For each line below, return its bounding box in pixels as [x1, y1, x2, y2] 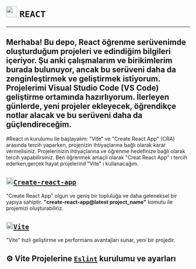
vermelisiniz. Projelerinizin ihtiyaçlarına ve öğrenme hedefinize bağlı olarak [6, 147, 185, 154]
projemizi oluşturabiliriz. [6, 205, 64, 212]
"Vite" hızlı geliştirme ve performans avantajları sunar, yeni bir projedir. [6, 237, 176, 244]
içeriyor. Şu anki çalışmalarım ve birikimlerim [6, 56, 173, 65]
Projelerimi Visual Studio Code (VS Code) [6, 83, 159, 93]
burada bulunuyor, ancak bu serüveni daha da [6, 65, 177, 75]
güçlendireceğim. [6, 120, 72, 130]
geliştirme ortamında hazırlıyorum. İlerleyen [6, 92, 169, 102]
